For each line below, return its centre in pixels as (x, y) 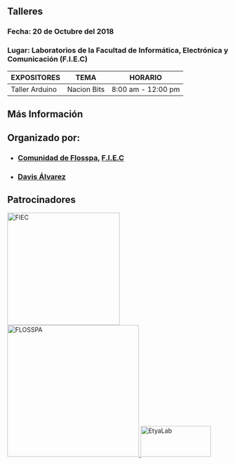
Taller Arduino (34, 89)
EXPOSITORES (36, 77)
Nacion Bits (86, 89)
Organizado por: (44, 138)
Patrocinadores (41, 199)
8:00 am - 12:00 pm (146, 89)
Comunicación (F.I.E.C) (47, 59)
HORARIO (146, 77)
